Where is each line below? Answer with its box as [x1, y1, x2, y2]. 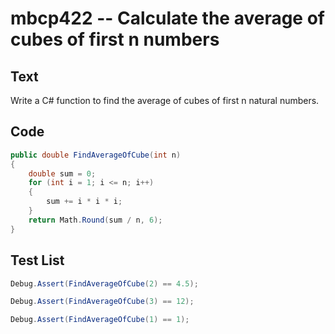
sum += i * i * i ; [46, 197, 123, 207]
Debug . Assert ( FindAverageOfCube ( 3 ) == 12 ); [10, 297, 195, 307]
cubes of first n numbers [10, 28, 220, 51]
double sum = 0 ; [28, 168, 97, 179]
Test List [10, 252, 65, 269]
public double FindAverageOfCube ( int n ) [10, 150, 182, 160]
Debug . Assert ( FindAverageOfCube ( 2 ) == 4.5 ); [10, 278, 199, 289]
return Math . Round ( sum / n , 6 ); [28, 215, 163, 225]
